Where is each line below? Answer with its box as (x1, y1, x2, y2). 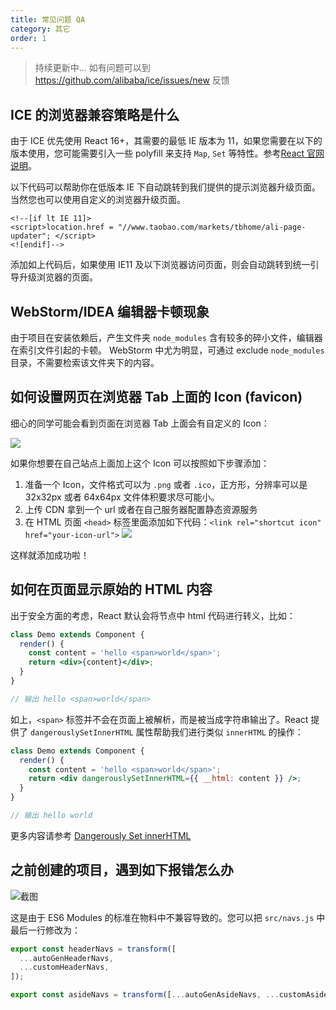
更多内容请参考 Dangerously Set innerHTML (10, 829, 192, 841)
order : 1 (10, 33, 47, 43)
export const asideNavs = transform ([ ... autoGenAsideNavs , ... (10, 990, 280, 1000)
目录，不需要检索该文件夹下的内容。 (10, 357, 160, 368)
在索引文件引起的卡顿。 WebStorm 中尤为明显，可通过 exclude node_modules (10, 344, 325, 356)
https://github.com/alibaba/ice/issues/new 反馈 (34, 74, 230, 86)
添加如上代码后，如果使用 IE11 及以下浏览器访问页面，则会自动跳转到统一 (10, 259, 311, 271)
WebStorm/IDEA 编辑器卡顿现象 (10, 303, 210, 320)
